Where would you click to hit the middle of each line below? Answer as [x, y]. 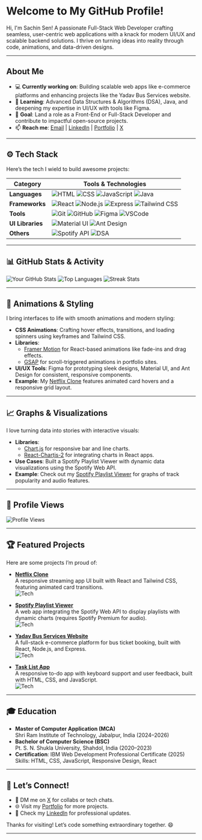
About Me [25, 71]
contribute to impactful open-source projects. [71, 121]
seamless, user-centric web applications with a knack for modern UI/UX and [101, 34]
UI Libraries [26, 223]
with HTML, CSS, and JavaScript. [56, 680]
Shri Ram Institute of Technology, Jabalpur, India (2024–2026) [92, 735]
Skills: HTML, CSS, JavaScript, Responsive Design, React [86, 761]
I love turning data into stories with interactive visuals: [73, 430]
